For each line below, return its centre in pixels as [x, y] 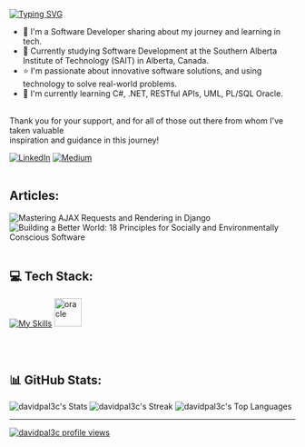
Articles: [34, 196]
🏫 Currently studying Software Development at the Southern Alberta [150, 51]
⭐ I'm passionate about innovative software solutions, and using [142, 71]
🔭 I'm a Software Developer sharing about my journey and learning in [152, 31]
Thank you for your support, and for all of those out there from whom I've [147, 121]
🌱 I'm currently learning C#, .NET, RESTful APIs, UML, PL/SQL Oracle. [152, 94]
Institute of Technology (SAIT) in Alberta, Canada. [115, 60]
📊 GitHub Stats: [56, 380]
